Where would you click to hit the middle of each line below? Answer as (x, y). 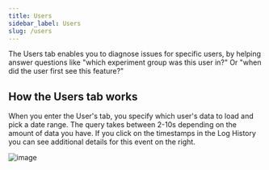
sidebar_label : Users (45, 23)
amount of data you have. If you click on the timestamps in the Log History (132, 134)
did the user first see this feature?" (66, 71)
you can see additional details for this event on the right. (102, 142)
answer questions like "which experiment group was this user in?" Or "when (135, 62)
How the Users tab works (73, 97)
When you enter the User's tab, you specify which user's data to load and (131, 116)
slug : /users (30, 31)
